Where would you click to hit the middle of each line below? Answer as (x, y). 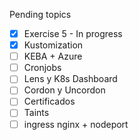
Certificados (49, 101)
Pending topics (40, 14)
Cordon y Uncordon (64, 90)
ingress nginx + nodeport (76, 124)
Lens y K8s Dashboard (70, 79)
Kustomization (53, 45)
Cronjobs (42, 68)
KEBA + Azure (53, 56)
